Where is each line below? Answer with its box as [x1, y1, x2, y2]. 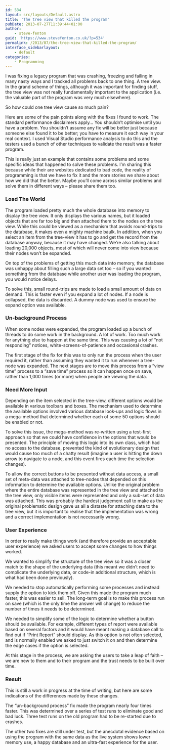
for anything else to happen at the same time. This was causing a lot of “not [5, 337, 163, 343]
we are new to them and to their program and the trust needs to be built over [5, 658, 165, 664]
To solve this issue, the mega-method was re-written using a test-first [5, 429, 151, 435]
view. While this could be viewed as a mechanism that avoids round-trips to [5, 223, 163, 229]
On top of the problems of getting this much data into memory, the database [5, 260, 164, 266]
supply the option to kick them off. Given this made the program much [5, 590, 151, 596]
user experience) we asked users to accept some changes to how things [5, 543, 157, 549]
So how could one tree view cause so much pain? [5, 104, 109, 110]
